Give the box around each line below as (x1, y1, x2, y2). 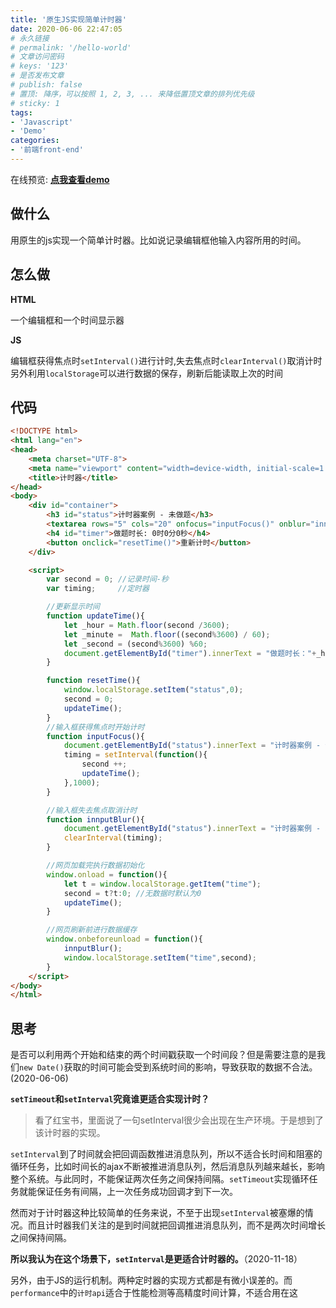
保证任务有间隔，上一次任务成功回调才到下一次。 (36, 1186, 238, 1198)
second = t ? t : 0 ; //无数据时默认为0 (63, 888, 202, 898)
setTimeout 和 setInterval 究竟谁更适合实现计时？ (10, 1093, 210, 1105)
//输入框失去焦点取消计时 (46, 805, 138, 815)
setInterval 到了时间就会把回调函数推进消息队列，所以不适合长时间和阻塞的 (10, 1148, 323, 1160)
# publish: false (10, 80, 83, 90)
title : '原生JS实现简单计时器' (10, 14, 127, 25)
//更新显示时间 (46, 602, 100, 612)
